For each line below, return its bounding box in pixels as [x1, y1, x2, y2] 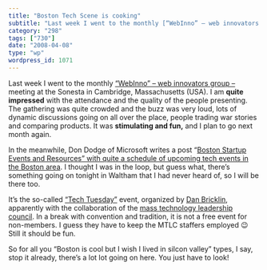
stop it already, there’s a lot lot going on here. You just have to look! [8, 252, 229, 262]
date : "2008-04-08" [8, 42, 74, 50]
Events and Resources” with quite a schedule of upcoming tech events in [8, 153, 249, 163]
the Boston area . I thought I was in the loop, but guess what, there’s [8, 162, 230, 171]
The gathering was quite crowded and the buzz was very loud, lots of [8, 103, 237, 113]
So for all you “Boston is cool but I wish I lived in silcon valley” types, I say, [8, 244, 253, 253]
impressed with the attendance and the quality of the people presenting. [8, 95, 248, 105]
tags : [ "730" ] [8, 34, 56, 42]
